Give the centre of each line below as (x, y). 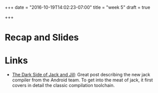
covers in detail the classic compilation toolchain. (63, 85)
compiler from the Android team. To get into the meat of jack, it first (82, 80)
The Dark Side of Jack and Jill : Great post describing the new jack (81, 75)
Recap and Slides (42, 38)
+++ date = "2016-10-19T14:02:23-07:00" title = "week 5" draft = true (77, 7)
